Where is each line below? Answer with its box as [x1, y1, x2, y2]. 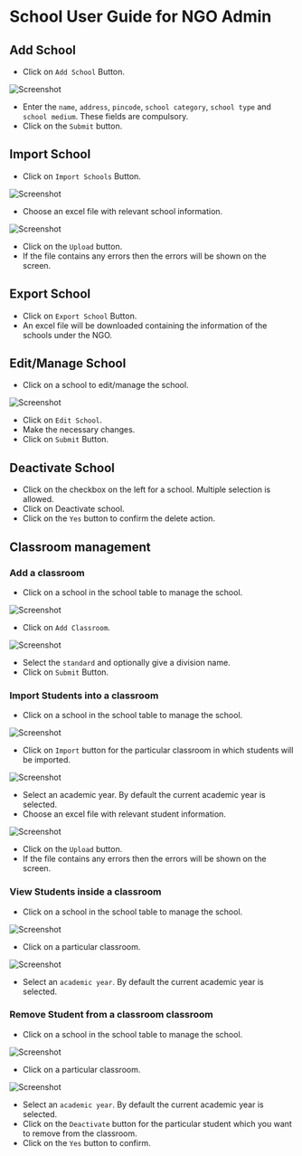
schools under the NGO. [22, 329, 113, 340]
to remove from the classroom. [22, 1128, 137, 1139]
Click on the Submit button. [22, 120, 123, 131]
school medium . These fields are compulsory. [22, 111, 189, 121]
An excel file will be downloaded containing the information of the [22, 319, 268, 331]
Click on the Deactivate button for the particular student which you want [22, 1118, 292, 1129]
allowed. [22, 494, 54, 505]
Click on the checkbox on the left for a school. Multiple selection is [22, 484, 271, 495]
